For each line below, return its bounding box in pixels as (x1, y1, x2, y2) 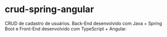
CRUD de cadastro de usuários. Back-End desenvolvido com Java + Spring (5, 20, 162, 26)
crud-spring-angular (5, 4, 94, 15)
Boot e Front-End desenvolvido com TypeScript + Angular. (5, 25, 127, 31)
